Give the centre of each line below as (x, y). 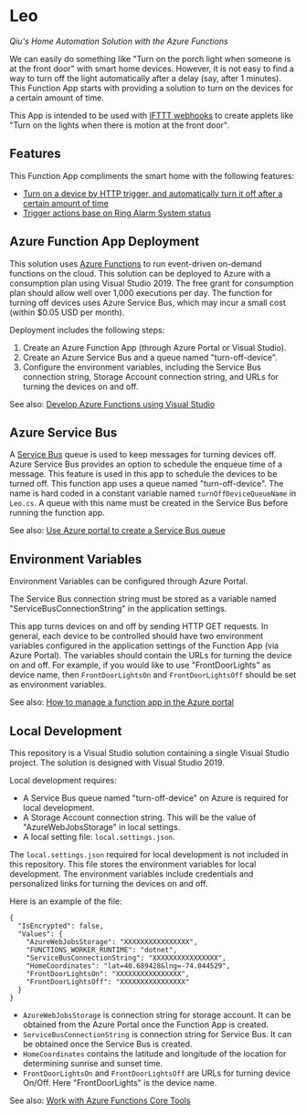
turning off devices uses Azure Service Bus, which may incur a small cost (148, 302)
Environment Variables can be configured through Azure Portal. (129, 582)
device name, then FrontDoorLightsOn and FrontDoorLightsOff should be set (153, 675)
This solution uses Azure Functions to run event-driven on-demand (136, 263)
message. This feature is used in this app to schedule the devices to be (143, 474)
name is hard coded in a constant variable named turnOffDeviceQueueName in (153, 493)
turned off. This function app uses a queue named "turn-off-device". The (147, 484)
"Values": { (41, 934)
